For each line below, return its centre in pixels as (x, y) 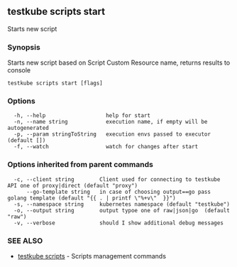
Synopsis (24, 47)
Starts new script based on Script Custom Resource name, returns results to (119, 62)
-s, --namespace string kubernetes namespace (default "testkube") (122, 204)
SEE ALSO (25, 241)
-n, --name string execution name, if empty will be (111, 122)
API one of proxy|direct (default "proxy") (73, 185)
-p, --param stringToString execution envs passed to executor (112, 134)
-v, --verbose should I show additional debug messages (118, 223)
